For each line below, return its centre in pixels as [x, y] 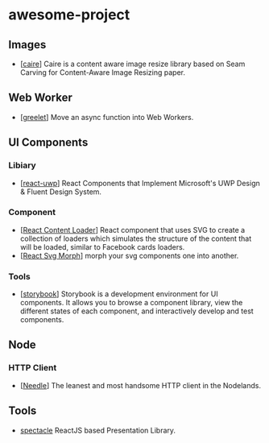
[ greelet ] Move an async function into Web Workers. [107, 117]
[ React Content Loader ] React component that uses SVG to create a [132, 230]
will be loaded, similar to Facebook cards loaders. [102, 246]
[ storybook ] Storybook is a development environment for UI [119, 294]
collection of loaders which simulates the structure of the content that [136, 238]
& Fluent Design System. [61, 192]
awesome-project [69, 15]
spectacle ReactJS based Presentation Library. [97, 430]
